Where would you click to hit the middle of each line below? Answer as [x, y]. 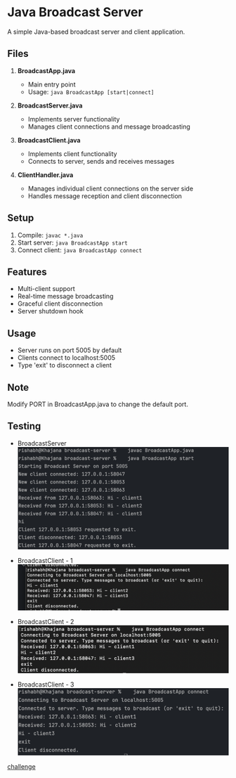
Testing [24, 426]
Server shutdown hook [50, 311]
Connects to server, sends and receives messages [101, 161]
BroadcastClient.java [49, 140]
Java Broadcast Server [75, 12]
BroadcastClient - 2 [46, 621]
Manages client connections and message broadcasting [109, 127]
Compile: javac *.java [50, 235]
